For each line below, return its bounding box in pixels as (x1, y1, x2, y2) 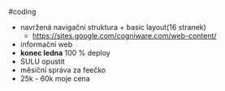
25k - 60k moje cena (19, 74, 91, 83)
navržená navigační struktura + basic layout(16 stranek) (19, 23, 207, 31)
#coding (8, 7, 37, 16)
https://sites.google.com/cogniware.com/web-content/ (32, 31, 217, 40)
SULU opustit (19, 56, 65, 66)
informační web (19, 39, 73, 49)
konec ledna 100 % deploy (19, 48, 111, 57)
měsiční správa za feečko (19, 65, 106, 75)
